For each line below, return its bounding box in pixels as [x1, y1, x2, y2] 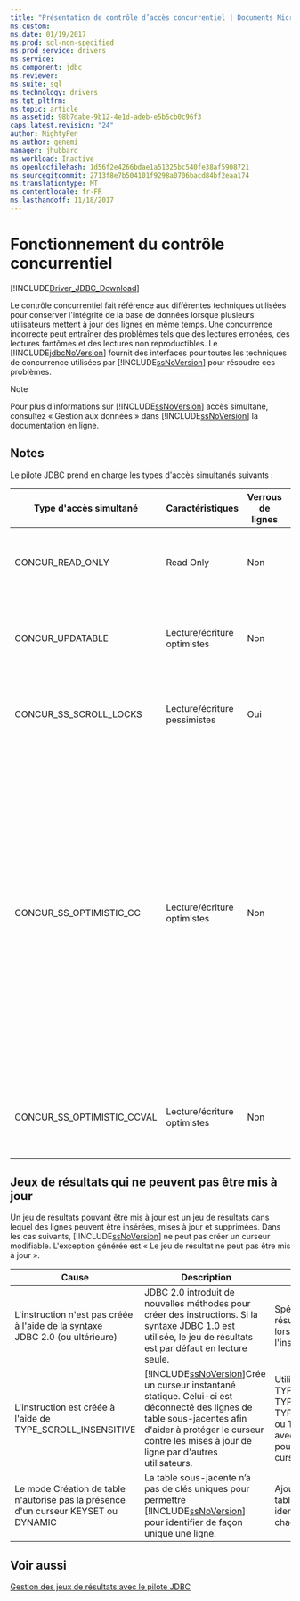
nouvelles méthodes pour [144, 1297, 251, 1310]
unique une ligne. [144, 1528, 217, 1540]
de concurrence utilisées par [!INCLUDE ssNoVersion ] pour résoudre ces [10, 356, 275, 367]
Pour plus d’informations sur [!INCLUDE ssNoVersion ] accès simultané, [10, 401, 269, 412]
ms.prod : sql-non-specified [10, 38, 115, 47]
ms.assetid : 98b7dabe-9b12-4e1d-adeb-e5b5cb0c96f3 [10, 113, 202, 121]
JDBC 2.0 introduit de [144, 1287, 235, 1299]
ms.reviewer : [10, 71, 59, 80]
